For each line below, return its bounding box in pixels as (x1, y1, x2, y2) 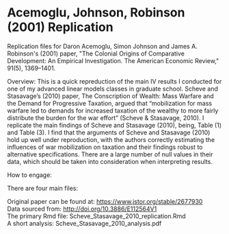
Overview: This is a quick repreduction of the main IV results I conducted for (7, 77, 222, 85)
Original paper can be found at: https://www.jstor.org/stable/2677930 (7, 197, 203, 205)
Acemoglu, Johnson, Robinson (7, 5, 185, 21)
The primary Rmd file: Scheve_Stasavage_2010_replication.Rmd (7, 211, 186, 220)
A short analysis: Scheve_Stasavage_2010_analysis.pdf (7, 219, 162, 227)
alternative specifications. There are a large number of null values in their (7, 150, 213, 159)
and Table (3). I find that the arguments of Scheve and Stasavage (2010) (7, 128, 211, 137)
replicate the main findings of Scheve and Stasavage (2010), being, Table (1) (7, 121, 222, 129)
